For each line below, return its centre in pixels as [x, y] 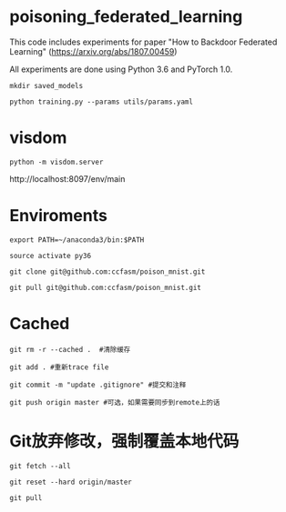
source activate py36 [51, 256]
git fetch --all [40, 466]
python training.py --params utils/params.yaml [102, 102]
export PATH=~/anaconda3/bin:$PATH [77, 240]
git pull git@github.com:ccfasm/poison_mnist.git [106, 287]
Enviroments [58, 216]
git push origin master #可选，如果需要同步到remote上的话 [115, 402]
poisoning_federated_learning [126, 17]
